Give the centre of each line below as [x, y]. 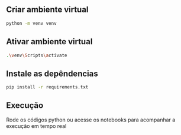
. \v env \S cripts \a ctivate [37, 55]
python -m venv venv [32, 23]
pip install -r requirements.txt [47, 87]
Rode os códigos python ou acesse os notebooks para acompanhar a [91, 120]
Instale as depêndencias [52, 73]
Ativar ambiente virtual [49, 42]
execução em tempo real [36, 126]
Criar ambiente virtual [47, 10]
